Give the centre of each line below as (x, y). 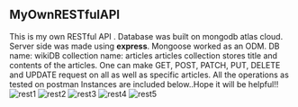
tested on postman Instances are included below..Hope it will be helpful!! (144, 84)
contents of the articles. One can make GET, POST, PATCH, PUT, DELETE (145, 65)
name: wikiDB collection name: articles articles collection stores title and (143, 55)
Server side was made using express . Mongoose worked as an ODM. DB (144, 46)
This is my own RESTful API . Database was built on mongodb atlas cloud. (146, 36)
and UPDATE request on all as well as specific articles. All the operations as (149, 75)
